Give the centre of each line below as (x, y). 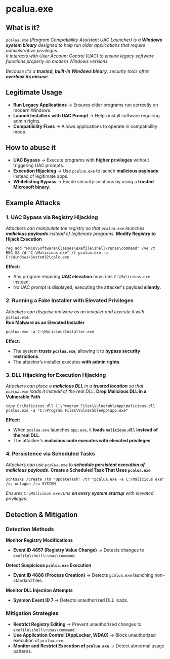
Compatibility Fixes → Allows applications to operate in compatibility (85, 126)
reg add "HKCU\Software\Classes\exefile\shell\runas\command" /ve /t (81, 249)
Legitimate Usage (34, 93)
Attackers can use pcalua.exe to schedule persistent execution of (75, 465)
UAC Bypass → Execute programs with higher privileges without (81, 160)
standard (23, 580)
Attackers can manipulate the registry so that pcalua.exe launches (75, 228)
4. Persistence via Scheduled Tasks (50, 453)
